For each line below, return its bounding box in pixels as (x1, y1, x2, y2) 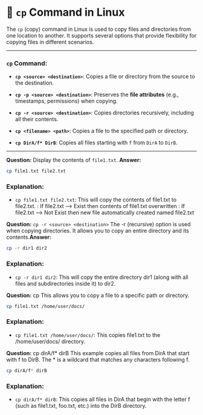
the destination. (14, 79, 54, 87)
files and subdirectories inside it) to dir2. (14, 279, 116, 287)
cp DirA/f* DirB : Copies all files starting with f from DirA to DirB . (14, 139, 178, 146)
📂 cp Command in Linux (6, 5, 125, 19)
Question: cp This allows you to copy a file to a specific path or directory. (6, 292, 190, 299)
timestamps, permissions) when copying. (14, 97, 118, 105)
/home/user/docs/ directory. (14, 338, 86, 345)
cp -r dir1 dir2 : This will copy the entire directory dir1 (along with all (14, 273, 188, 281)
